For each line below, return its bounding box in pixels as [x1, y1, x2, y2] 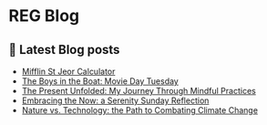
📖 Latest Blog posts [8, 42, 120, 57]
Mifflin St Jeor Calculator [21, 66, 116, 77]
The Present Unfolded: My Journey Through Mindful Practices [21, 86, 256, 96]
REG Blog [8, 5, 80, 26]
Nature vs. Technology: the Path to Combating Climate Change [21, 105, 259, 115]
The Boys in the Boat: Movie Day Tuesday [21, 76, 179, 87]
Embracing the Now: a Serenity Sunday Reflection [21, 95, 210, 106]
